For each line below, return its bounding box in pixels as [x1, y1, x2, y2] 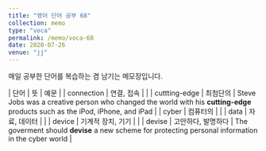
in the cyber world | [8, 134, 72, 143]
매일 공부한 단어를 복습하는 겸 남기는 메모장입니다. [8, 72, 164, 80]
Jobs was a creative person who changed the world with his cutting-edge [8, 97, 252, 106]
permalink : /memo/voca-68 [8, 33, 94, 42]
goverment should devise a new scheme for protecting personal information [8, 126, 258, 135]
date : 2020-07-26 [8, 41, 66, 49]
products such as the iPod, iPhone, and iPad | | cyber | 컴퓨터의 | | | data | [8, 106, 248, 116]
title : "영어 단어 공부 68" [8, 11, 91, 20]
